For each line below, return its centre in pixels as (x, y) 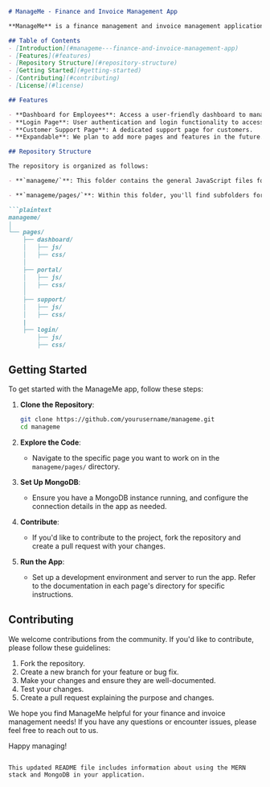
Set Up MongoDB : (50, 482)
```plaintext (30, 209)
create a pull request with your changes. (99, 546)
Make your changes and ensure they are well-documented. (118, 680)
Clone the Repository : (57, 405)
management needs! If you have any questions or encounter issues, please (133, 722)
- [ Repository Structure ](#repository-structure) (93, 63)
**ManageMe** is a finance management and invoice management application (136, 26)
